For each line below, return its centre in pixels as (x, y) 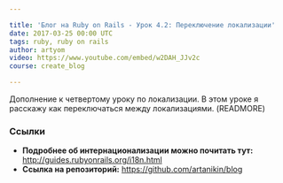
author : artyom (37, 50)
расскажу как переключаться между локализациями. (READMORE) (138, 108)
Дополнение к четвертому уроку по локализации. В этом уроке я (134, 99)
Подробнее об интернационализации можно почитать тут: (138, 150)
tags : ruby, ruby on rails (59, 42)
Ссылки (28, 131)
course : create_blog (47, 66)
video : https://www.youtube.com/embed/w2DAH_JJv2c (105, 58)
